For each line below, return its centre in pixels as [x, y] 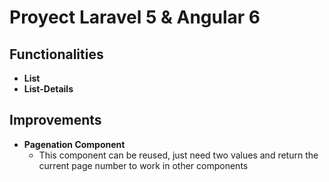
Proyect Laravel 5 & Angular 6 [135, 17]
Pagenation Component [74, 144]
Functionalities [56, 54]
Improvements [55, 120]
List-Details [48, 89]
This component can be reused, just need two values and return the [178, 155]
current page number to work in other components [143, 165]
